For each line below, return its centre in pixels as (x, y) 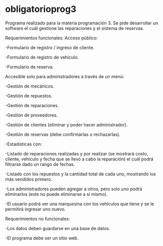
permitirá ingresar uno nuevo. (36, 209)
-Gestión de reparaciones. (32, 105)
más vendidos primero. (29, 179)
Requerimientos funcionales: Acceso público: (51, 38)
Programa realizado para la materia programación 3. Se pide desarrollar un (81, 23)
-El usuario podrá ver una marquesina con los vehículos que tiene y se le (80, 204)
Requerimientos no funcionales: (38, 219)
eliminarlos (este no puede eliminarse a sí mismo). (56, 194)
